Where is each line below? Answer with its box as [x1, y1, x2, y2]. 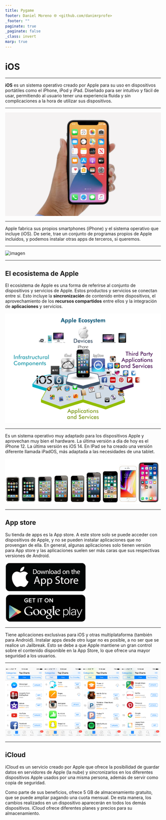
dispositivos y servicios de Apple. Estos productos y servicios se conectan [5, 288, 157, 294]
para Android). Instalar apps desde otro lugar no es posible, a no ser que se [5, 637, 159, 643]
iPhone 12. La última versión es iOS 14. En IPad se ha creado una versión [5, 443, 153, 449]
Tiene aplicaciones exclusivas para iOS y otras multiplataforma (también [5, 632, 152, 638]
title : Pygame [5, 8, 35, 13]
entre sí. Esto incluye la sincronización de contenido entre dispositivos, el [5, 293, 156, 299]
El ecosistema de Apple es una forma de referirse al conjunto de [5, 282, 136, 289]
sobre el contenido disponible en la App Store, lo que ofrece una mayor [5, 647, 151, 653]
